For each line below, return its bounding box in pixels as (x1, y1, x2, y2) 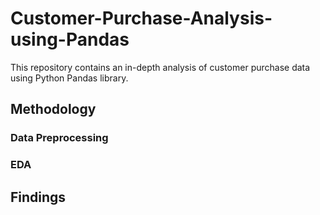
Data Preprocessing (10, 131, 109, 145)
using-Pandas (10, 28, 130, 51)
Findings (10, 188, 67, 206)
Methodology (10, 101, 97, 118)
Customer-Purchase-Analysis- (10, 7, 273, 30)
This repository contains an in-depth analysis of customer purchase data (10, 61, 311, 73)
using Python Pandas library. (10, 72, 129, 84)
